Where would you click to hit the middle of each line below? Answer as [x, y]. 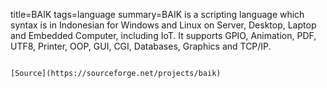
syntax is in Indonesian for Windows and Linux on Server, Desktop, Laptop [163, 25]
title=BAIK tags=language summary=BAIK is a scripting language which [157, 14]
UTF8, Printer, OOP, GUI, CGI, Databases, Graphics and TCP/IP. [141, 46]
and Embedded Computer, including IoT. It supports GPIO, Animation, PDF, [163, 35]
